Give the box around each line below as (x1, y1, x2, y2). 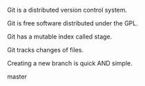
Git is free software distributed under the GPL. (7, 19, 138, 27)
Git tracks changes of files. (7, 46, 84, 54)
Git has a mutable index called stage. (7, 32, 113, 41)
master (7, 72, 28, 80)
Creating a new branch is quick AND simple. (7, 59, 133, 67)
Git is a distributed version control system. (7, 6, 128, 14)
